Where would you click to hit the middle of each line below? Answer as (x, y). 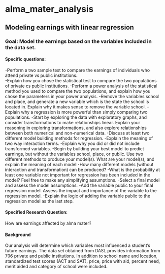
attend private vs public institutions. (41, 75)
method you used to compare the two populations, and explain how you (78, 91)
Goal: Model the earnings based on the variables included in (78, 41)
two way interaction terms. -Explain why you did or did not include (72, 143)
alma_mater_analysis (49, 9)
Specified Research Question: (36, 212)
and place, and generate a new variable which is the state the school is (77, 102)
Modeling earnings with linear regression (70, 27)
